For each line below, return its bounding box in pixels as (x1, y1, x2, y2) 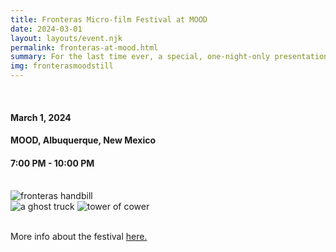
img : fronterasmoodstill (10, 61, 114, 71)
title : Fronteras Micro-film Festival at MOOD (10, 14, 208, 25)
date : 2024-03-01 (10, 24, 83, 34)
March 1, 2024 (10, 111, 72, 123)
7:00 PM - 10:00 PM (10, 157, 95, 169)
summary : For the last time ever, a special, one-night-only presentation (10, 52, 329, 62)
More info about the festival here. (10, 231, 148, 243)
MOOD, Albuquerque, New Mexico (10, 134, 157, 146)
